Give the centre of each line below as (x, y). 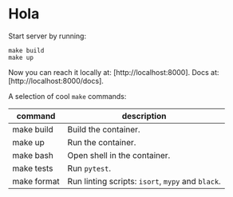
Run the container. (102, 142)
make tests (33, 168)
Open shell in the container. (119, 155)
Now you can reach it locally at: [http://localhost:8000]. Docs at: (114, 72)
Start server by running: (47, 36)
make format (36, 181)
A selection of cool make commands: (67, 96)
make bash (33, 155)
